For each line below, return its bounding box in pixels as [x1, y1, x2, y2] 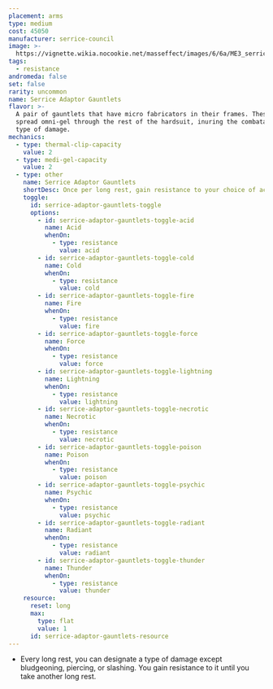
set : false [8, 80, 45, 88]
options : [29, 208, 60, 216]
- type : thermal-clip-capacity [15, 140, 122, 149]
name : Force [44, 337, 85, 346]
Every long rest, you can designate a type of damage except [19, 654, 223, 664]
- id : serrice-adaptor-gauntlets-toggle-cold [37, 254, 195, 262]
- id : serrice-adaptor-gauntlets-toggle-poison [37, 443, 201, 451]
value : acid [59, 246, 100, 255]
